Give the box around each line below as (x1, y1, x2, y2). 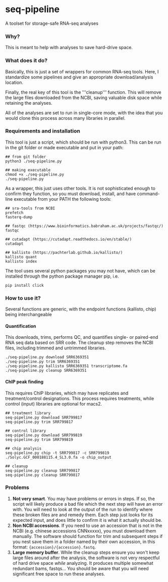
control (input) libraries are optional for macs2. (5, 400, 102, 407)
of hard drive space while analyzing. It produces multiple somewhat (12, 560, 154, 566)
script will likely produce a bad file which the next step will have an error (12, 501, 163, 507)
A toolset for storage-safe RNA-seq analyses (5, 20, 98, 26)
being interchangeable (5, 311, 52, 318)
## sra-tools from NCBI (5, 206, 55, 211)
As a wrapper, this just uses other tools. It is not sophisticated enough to (5, 185, 155, 191)
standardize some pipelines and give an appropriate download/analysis (5, 74, 153, 80)
